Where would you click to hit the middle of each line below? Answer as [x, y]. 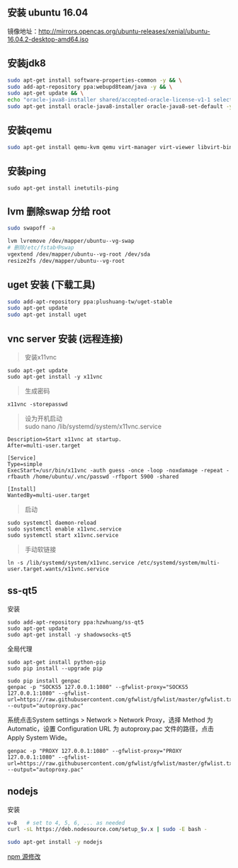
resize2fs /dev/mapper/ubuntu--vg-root [66, 261]
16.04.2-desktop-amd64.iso [48, 39]
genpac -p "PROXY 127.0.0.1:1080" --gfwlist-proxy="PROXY [95, 751]
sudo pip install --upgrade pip [55, 668]
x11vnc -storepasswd [38, 404]
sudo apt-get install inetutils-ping [63, 188]
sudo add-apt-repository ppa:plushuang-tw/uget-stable [90, 302]
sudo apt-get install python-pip [57, 662]
